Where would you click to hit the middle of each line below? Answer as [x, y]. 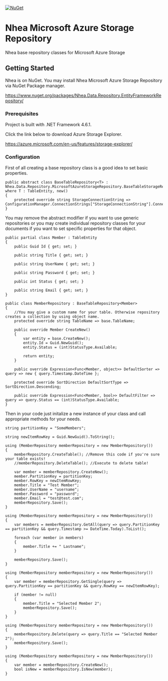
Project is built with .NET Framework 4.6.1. [48, 125]
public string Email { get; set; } [51, 291]
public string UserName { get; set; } [54, 264]
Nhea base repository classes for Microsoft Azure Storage [65, 52]
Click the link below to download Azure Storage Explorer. [64, 134]
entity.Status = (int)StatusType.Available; [70, 348]
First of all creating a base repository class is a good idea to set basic [77, 168]
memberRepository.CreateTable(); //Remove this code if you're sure [87, 455]
